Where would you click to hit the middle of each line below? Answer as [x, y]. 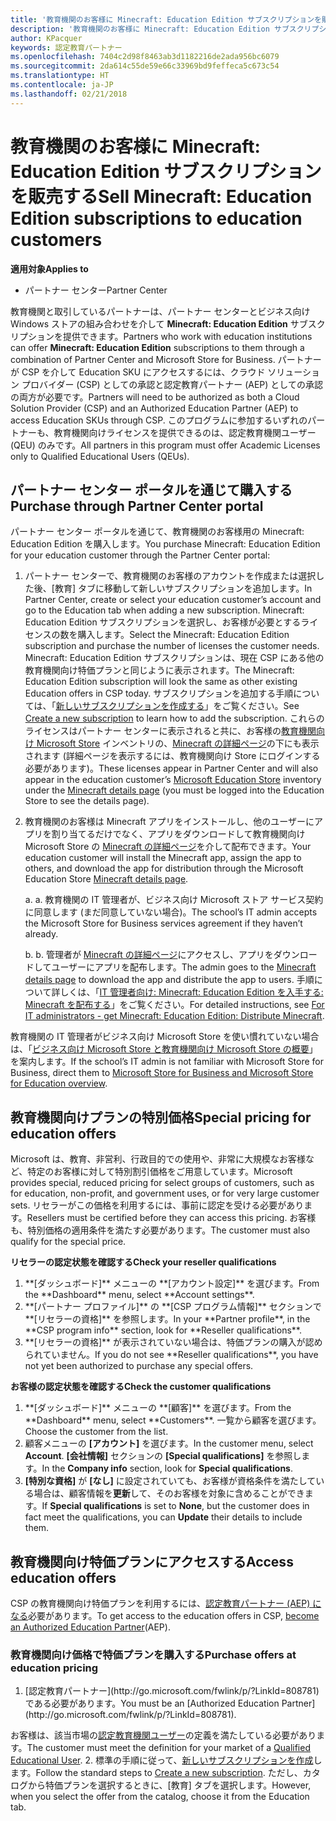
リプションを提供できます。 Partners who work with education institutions [161, 336]
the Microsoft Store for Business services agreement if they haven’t [163, 923]
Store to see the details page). [87, 801]
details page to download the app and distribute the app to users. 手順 [169, 980]
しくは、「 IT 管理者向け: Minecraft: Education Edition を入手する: [191, 992]
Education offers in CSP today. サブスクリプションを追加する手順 [159, 693]
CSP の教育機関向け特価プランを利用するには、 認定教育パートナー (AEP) [160, 1603]
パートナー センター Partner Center [96, 290]
